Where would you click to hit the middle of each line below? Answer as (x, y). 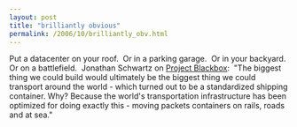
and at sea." (31, 115)
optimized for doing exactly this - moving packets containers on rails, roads (147, 106)
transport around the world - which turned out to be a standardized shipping (148, 87)
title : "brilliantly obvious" (65, 26)
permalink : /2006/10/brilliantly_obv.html (89, 34)
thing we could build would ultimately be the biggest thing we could (133, 78)
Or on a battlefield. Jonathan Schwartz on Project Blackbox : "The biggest (145, 68)
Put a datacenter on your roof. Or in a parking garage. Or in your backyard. (148, 59)
